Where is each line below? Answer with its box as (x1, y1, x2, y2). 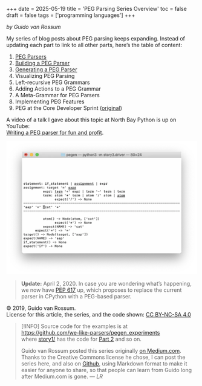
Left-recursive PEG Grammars (15, 79, 90, 86)
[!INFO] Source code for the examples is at (21, 323, 128, 330)
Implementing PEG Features (15, 98, 85, 105)
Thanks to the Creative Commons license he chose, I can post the (21, 353, 186, 361)
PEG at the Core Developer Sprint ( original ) (15, 105, 123, 111)
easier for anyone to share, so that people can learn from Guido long (21, 366, 192, 373)
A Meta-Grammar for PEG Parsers (15, 92, 100, 98)
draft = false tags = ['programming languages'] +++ (6, 11, 135, 19)
